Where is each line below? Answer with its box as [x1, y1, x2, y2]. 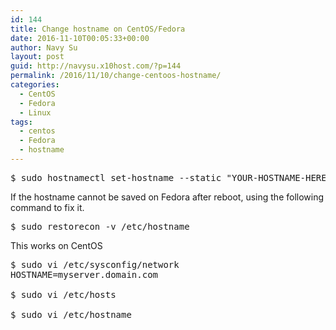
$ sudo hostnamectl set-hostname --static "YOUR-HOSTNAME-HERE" [10, 172, 333, 183]
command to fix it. [10, 201, 85, 213]
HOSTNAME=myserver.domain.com [10, 269, 159, 280]
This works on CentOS [10, 239, 103, 251]
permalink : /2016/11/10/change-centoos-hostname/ [10, 71, 222, 81]
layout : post [10, 52, 65, 62]
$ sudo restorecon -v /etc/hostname [10, 221, 190, 232]
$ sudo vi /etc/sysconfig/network [10, 259, 180, 270]
